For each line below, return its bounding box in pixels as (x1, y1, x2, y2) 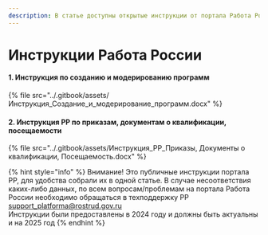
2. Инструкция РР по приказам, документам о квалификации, (8, 117, 227, 127)
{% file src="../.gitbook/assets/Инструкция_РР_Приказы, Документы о (8, 143, 246, 153)
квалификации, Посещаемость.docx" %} (8, 152, 147, 162)
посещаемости (8, 125, 62, 135)
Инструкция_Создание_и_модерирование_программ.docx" (8, 99, 211, 108)
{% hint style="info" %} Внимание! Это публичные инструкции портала (8, 167, 250, 177)
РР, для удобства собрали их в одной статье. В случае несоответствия (8, 176, 251, 186)
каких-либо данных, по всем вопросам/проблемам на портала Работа (8, 184, 250, 194)
